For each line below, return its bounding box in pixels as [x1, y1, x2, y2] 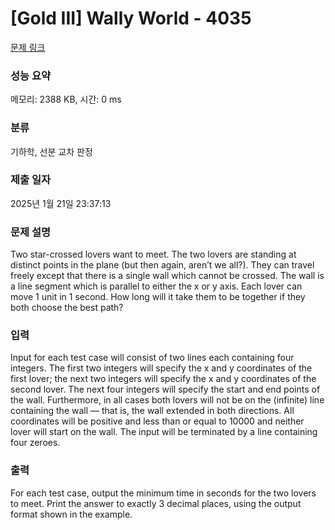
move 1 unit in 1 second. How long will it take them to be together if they [10, 291, 306, 303]
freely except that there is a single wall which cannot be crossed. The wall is [10, 270, 325, 282]
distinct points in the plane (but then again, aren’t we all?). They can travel [10, 259, 315, 271]
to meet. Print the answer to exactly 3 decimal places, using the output [10, 497, 302, 509]
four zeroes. [10, 437, 61, 449]
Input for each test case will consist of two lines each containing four [10, 352, 295, 364]
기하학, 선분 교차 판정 [10, 145, 93, 157]
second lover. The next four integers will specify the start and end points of [10, 383, 321, 396]
